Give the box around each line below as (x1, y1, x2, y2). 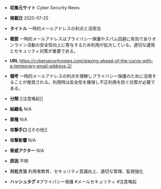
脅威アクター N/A (9, 147, 44, 153)
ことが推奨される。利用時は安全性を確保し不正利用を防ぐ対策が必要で (14, 79, 155, 85)
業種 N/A (9, 117, 28, 122)
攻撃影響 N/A (9, 137, 36, 143)
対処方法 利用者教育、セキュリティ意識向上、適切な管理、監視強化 (9, 168, 143, 174)
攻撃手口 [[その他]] (9, 127, 48, 132)
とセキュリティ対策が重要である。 (9, 48, 78, 54)
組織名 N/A (9, 106, 32, 112)
